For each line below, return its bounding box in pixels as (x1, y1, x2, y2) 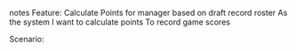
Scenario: (9, 34, 44, 44)
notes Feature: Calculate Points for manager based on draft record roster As (9, 8, 288, 18)
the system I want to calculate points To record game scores (9, 17, 231, 27)
